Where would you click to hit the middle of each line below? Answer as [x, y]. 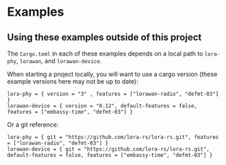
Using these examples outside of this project [104, 37]
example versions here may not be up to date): [73, 81]
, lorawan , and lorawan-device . [59, 61]
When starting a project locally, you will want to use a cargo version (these [112, 74]
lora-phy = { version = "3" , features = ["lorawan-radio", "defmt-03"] [113, 94]
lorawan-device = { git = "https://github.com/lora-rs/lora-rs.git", [109, 149]
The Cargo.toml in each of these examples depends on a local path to [105, 53]
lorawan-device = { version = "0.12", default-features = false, [102, 106]
